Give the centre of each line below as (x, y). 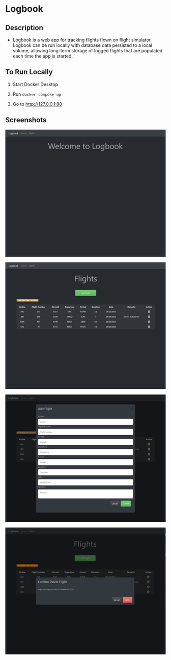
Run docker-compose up (37, 94)
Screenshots (26, 120)
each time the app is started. (42, 56)
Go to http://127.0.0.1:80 (37, 104)
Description (24, 28)
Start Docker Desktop (35, 84)
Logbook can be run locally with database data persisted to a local (82, 45)
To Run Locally (29, 72)
